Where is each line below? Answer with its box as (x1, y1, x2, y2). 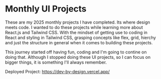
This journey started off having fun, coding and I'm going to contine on (5, 49, 147, 55)
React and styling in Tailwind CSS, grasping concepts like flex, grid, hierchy (5, 35, 156, 40)
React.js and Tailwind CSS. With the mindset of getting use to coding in (5, 29, 147, 35)
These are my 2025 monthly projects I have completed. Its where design (5, 19, 150, 25)
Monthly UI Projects (5, 3, 87, 14)
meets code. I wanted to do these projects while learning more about (5, 24, 143, 30)
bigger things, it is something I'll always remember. (5, 59, 107, 65)
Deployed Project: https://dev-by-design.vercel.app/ (5, 68, 110, 74)
